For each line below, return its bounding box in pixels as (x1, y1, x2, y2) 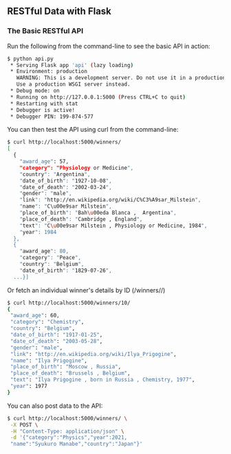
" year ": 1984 (19, 228, 57, 235)
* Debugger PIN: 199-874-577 (10, 113, 94, 120)
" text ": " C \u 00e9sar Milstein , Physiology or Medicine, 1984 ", (19, 222, 208, 229)
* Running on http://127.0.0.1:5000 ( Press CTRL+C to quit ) (10, 93, 186, 101)
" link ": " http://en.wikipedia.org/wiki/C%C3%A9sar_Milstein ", (19, 197, 201, 204)
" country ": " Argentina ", (19, 170, 91, 178)
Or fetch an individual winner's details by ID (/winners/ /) (7, 286, 166, 294)
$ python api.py (7, 55, 54, 62)
